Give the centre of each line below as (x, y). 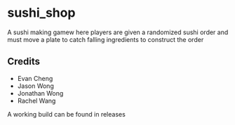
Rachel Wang (36, 101)
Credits (24, 62)
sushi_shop (41, 13)
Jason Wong (35, 86)
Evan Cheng (35, 78)
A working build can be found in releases (67, 114)
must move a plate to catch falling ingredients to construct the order (106, 39)
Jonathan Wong (40, 93)
